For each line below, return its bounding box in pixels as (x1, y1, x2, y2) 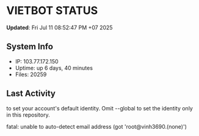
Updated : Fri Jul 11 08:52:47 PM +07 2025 (6, 24, 113, 31)
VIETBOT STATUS (6, 4, 98, 18)
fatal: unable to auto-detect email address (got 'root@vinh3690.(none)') (6, 123, 187, 130)
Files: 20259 (15, 71, 47, 78)
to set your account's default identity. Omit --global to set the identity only (6, 104, 194, 112)
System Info (6, 41, 54, 52)
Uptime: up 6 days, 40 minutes (15, 64, 93, 71)
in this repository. (6, 111, 50, 118)
